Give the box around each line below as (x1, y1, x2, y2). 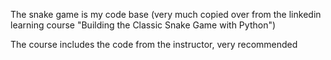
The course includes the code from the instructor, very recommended (10, 39, 298, 50)
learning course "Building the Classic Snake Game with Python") (10, 19, 277, 31)
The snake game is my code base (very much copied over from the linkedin (10, 9, 322, 20)
